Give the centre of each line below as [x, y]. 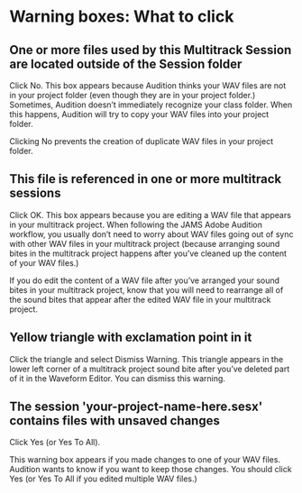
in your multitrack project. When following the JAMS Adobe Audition [136, 224]
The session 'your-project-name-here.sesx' [136, 407]
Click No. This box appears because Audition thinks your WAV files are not [148, 86]
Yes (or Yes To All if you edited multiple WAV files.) [104, 479]
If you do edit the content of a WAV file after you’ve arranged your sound [145, 280]
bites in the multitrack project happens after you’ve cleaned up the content [148, 253]
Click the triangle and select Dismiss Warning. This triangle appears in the [146, 359]
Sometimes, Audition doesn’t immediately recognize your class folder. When [151, 105]
